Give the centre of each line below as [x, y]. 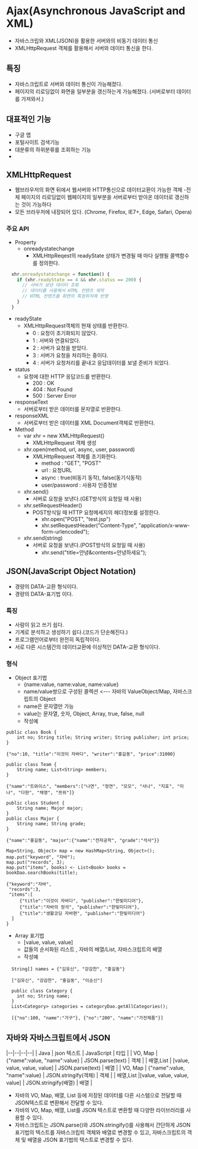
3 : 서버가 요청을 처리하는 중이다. [70, 355]
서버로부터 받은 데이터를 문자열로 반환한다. [73, 409]
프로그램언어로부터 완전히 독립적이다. [58, 639]
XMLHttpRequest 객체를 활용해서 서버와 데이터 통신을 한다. [84, 48]
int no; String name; [43, 996]
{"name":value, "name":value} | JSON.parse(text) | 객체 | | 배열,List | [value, [98, 1061]
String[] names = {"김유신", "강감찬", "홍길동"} [68, 969]
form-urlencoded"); [65, 531]
